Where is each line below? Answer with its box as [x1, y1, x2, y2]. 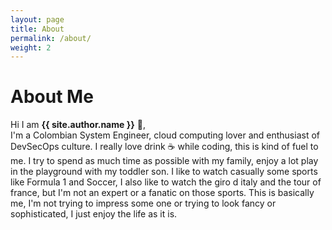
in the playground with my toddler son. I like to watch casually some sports [10, 166, 318, 178]
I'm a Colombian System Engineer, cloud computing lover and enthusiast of [10, 129, 320, 141]
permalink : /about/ [10, 33, 92, 43]
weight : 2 [10, 42, 52, 53]
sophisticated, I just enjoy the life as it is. [10, 208, 178, 220]
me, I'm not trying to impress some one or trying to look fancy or [10, 197, 277, 210]
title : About [10, 24, 65, 34]
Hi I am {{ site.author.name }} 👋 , [10, 119, 146, 131]
